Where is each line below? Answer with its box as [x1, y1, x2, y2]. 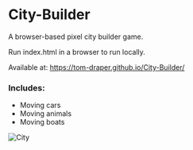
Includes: [8, 82, 45, 93]
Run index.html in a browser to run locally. [8, 47, 145, 56]
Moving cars [19, 101, 61, 110]
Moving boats [19, 117, 65, 127]
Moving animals [19, 109, 72, 118]
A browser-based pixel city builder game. [8, 32, 144, 41]
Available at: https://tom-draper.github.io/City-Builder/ [8, 62, 185, 72]
